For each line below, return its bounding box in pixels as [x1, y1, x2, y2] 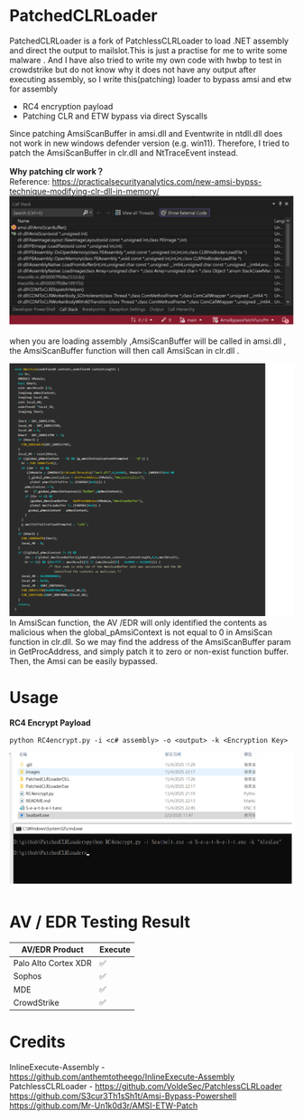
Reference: [9, 176, 50, 186]
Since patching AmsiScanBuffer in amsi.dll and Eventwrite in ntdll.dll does [9, 128, 283, 138]
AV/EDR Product [21, 944, 84, 955]
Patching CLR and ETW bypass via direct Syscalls [22, 110, 208, 121]
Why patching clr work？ [9, 166, 105, 176]
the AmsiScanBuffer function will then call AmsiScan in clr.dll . [9, 346, 240, 356]
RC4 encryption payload [22, 100, 114, 111]
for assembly [9, 83, 59, 94]
